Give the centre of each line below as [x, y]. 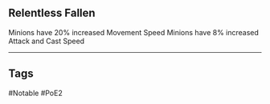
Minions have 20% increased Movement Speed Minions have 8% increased [134, 32]
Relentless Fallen [52, 13]
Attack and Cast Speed [47, 41]
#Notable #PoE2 [35, 93]
